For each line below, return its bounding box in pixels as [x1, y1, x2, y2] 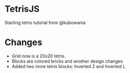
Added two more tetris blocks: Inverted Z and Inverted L [11, 63, 126, 69]
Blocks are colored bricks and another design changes [11, 58, 123, 64]
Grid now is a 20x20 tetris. [11, 53, 66, 59]
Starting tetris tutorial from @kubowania [4, 20, 86, 25]
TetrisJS [4, 3, 40, 15]
